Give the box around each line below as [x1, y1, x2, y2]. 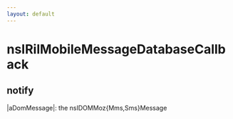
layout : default [6, 10, 55, 18]
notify [6, 85, 34, 97]
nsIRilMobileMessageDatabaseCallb [6, 41, 226, 57]
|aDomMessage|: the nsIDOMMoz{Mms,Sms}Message [6, 103, 167, 112]
